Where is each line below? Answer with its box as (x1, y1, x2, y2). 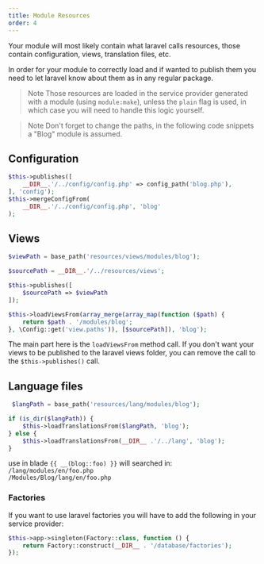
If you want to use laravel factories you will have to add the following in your (8, 510, 256, 520)
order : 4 (8, 19, 37, 27)
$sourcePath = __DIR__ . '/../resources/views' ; (8, 267, 165, 275)
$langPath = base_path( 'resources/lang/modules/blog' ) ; (11, 401, 201, 409)
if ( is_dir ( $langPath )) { (8, 415, 94, 423)
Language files (8, 379, 83, 393)
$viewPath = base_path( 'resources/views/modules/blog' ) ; (8, 253, 201, 261)
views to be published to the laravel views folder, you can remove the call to (8, 348, 256, 358)
